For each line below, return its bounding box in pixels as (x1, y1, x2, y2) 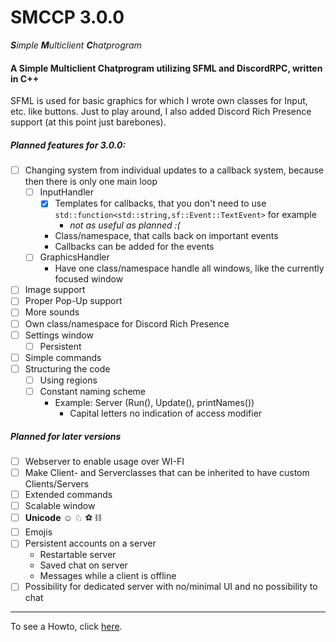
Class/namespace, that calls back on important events (54, 230, 279, 242)
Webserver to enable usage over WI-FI (24, 455, 185, 467)
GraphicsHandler (39, 251, 110, 263)
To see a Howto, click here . (10, 621, 123, 633)
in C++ (10, 72, 40, 85)
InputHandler (39, 186, 94, 198)
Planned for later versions (10, 430, 122, 442)
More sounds (24, 306, 80, 318)
